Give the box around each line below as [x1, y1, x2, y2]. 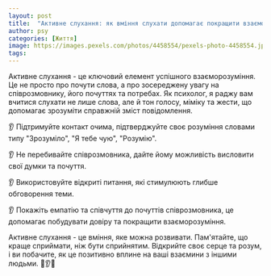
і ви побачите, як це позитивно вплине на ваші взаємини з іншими [8, 249, 237, 259]
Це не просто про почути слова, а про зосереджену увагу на [8, 80, 219, 90]
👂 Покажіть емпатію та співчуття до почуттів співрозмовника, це [8, 205, 234, 215]
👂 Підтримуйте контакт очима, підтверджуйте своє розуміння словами [8, 122, 256, 132]
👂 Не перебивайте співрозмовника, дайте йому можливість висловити [8, 150, 254, 159]
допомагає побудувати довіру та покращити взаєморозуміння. [8, 217, 227, 226]
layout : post [8, 11, 52, 20]
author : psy [8, 27, 48, 35]
